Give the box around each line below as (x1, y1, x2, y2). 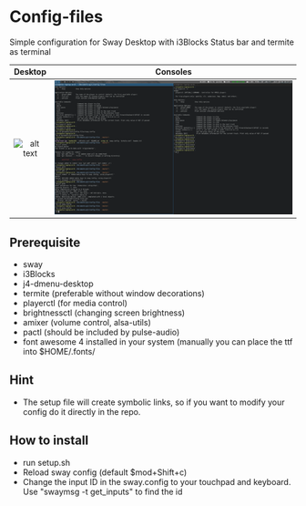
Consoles (155, 67, 193, 77)
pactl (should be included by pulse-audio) (22, 326, 180, 337)
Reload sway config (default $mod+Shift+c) (22, 467, 188, 478)
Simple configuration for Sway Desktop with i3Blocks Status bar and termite (9, 36, 294, 47)
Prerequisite (9, 234, 81, 250)
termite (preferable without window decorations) (22, 288, 205, 298)
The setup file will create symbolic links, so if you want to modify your (22, 397, 285, 408)
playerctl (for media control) (22, 298, 127, 308)
